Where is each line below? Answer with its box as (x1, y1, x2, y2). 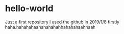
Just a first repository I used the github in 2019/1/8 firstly (5, 19, 120, 25)
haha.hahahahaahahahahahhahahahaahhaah (5, 24, 96, 30)
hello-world (5, 3, 54, 14)
